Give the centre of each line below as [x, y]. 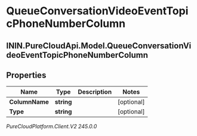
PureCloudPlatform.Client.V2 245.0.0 [52, 126]
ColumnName [29, 102]
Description [95, 92]
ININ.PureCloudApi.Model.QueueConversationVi [99, 46]
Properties [26, 75]
